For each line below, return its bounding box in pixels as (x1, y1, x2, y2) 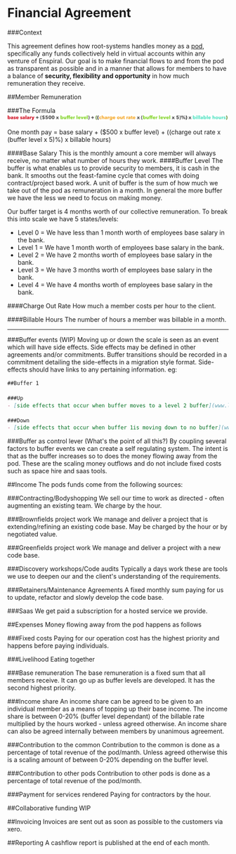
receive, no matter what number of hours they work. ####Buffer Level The (7, 157, 223, 165)
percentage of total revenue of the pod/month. (7, 777, 142, 785)
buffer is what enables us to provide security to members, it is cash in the (7, 164, 220, 173)
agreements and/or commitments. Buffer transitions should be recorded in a (7, 350, 228, 359)
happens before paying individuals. (7, 641, 109, 650)
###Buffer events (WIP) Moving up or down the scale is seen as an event (7, 336, 219, 344)
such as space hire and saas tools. (7, 467, 107, 475)
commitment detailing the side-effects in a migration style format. (7, 358, 197, 367)
